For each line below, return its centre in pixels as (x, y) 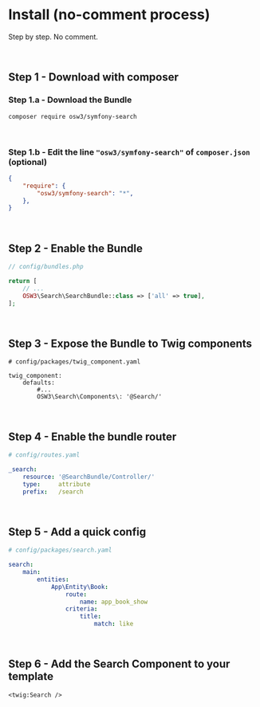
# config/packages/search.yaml (60, 550)
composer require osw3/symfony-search (73, 116)
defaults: (39, 383)
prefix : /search (53, 492)
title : (91, 617)
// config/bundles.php (46, 267)
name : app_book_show (114, 602)
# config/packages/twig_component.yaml (75, 362)
